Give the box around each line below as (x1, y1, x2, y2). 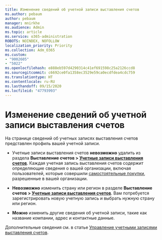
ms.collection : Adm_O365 (5, 48, 55, 52)
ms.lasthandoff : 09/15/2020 (5, 83, 62, 89)
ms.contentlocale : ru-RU (5, 79, 55, 84)
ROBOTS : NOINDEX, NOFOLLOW (5, 39, 59, 44)
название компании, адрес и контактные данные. (12, 215, 115, 221)
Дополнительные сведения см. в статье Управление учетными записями (5, 224, 157, 230)
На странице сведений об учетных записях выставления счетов (5, 135, 138, 141)
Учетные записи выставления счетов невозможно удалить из (12, 150, 141, 156)
